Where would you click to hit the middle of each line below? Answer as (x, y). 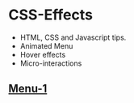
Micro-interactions (51, 63)
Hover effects (43, 54)
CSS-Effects (50, 15)
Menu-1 (28, 89)
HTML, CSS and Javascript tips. (73, 37)
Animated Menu (46, 45)
